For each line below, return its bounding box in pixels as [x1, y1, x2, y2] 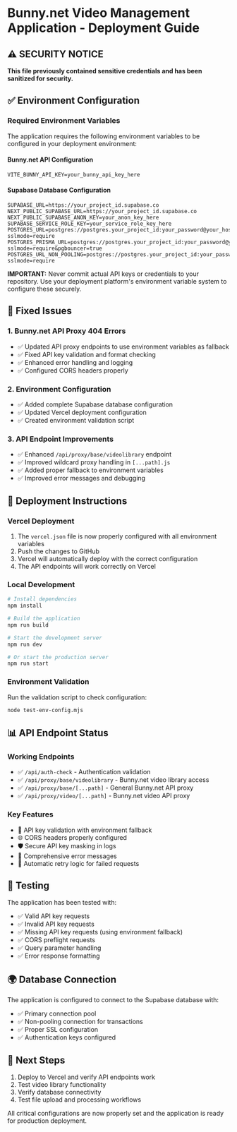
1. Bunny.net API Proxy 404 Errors [7, 326, 126, 336]
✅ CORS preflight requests [17, 936, 95, 944]
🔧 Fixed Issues [7, 305, 73, 317]
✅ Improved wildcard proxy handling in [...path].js [17, 458, 171, 466]
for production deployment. [7, 1116, 87, 1125]
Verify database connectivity [17, 1088, 102, 1096]
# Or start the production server [7, 654, 109, 661]
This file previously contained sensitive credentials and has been [7, 67, 202, 75]
